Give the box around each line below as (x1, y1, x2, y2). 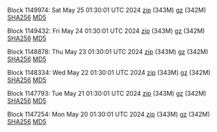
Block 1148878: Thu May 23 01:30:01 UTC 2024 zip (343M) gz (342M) (7, 48, 209, 56)
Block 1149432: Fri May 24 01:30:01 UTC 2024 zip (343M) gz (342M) (7, 27, 205, 35)
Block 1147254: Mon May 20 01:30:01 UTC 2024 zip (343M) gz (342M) (7, 110, 210, 118)
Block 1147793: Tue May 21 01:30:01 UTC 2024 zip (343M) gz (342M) (7, 90, 207, 97)
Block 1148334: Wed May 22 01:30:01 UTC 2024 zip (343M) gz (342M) (7, 69, 211, 76)
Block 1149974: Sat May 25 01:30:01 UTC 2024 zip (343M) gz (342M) (7, 6, 207, 14)
